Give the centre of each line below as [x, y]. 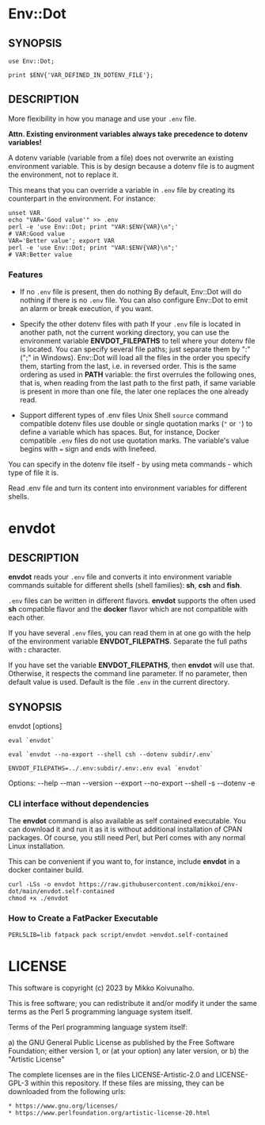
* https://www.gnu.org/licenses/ [63, 1106]
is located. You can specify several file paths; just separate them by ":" [135, 349]
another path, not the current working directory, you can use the [124, 332]
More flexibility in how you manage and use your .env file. [102, 118]
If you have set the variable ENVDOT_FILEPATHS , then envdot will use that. [131, 665]
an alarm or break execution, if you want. [86, 309]
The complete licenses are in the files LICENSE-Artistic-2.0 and [112, 1075]
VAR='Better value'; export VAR [61, 240]
